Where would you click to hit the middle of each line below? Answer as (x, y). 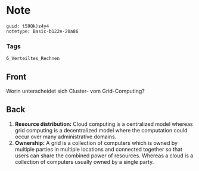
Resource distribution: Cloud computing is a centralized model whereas (104, 124)
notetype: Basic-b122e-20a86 (42, 31)
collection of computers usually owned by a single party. (84, 161)
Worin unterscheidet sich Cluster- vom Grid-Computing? (75, 91)
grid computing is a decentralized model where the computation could (101, 130)
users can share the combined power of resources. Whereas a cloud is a (104, 156)
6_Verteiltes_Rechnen (33, 59)
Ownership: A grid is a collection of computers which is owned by (96, 142)
